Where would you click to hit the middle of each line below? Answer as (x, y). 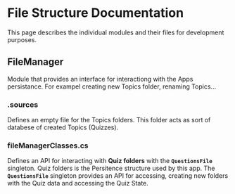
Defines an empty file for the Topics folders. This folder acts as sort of (109, 120)
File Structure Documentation (96, 13)
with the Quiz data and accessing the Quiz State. (78, 183)
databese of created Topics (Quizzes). (63, 127)
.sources (23, 105)
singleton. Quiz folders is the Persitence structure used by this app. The (111, 168)
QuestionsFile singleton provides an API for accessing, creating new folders (118, 176)
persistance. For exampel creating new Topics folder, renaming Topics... (112, 86)
